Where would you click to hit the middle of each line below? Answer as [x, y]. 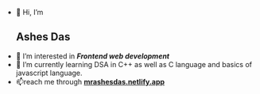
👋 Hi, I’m [29, 12]
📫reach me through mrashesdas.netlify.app [90, 81]
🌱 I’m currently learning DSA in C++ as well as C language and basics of [134, 64]
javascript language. [49, 73]
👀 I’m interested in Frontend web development [92, 56]
